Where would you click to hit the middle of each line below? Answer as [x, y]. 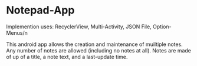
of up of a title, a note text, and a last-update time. [67, 57]
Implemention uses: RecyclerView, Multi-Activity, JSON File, [79, 27]
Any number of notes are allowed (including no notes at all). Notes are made [99, 50]
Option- [162, 27]
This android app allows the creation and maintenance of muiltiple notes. [94, 44]
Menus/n [17, 32]
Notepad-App [40, 10]
